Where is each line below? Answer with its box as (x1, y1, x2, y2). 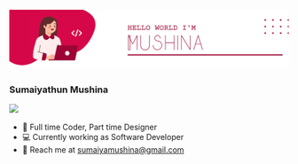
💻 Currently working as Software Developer (21, 132, 184, 143)
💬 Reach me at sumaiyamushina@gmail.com (21, 144, 184, 155)
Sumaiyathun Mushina (9, 83, 109, 96)
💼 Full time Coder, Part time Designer (21, 121, 158, 133)
